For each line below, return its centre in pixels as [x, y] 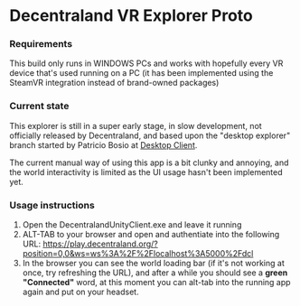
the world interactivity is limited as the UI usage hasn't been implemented [146, 172]
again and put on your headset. [80, 292]
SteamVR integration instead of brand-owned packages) [114, 83]
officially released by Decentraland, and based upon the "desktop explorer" [150, 135]
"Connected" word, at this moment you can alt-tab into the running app [156, 283]
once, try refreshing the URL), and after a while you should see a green [155, 273]
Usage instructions [52, 205]
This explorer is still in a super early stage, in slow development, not [136, 125]
